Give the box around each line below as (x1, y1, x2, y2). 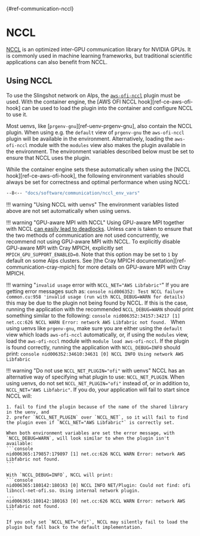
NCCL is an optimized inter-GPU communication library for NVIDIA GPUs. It (6, 45, 191, 53)
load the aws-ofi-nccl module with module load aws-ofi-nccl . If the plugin (6, 337, 189, 345)
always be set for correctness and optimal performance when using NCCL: (6, 178, 190, 185)
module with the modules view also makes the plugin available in (29, 141, 186, 148)
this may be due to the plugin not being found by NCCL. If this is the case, (6, 299, 188, 306)
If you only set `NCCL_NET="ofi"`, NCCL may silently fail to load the (6, 519, 188, 525)
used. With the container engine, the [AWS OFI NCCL (6, 98, 137, 105)
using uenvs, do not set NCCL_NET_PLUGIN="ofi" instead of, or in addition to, (6, 379, 190, 386)
